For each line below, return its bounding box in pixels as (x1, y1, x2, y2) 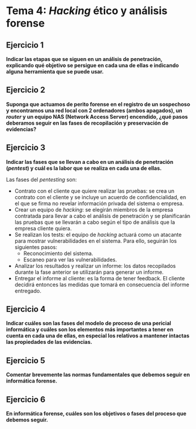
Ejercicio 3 (6, 143, 46, 153)
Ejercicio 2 (6, 85, 46, 95)
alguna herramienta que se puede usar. (6, 68, 104, 75)
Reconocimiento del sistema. (23, 250, 93, 257)
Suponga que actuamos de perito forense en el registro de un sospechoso (6, 100, 191, 108)
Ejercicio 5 (6, 356, 46, 366)
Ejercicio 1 (6, 40, 44, 50)
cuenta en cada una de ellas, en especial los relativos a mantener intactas (6, 332, 190, 339)
